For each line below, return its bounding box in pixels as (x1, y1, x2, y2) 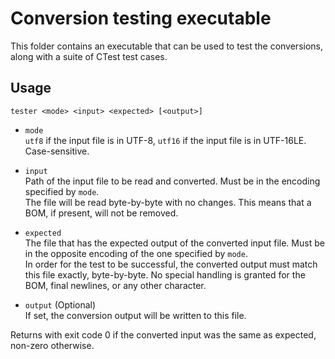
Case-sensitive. (24, 145, 90, 157)
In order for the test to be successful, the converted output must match (24, 258, 318, 270)
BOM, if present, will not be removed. (24, 207, 179, 219)
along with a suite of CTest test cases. (10, 50, 168, 62)
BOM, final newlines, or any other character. (24, 279, 207, 291)
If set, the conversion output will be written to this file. (24, 309, 247, 321)
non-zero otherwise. (10, 339, 95, 351)
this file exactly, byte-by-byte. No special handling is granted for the (24, 268, 306, 281)
